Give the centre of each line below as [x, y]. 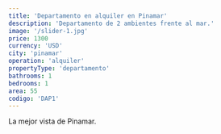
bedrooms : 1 [28, 83]
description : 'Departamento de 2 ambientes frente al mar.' [112, 23]
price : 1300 [28, 38]
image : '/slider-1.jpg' [48, 31]
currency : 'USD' [35, 46]
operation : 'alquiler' [46, 61]
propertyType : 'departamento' [59, 69]
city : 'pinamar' [35, 53]
